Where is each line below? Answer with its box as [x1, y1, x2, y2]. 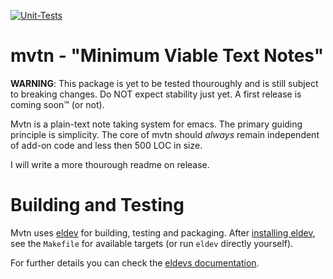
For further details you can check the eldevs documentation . [10, 256, 260, 269]
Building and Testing [10, 194, 185, 217]
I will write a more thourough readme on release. [10, 158, 210, 170]
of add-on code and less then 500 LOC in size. [10, 139, 203, 151]
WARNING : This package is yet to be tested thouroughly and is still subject [10, 77, 319, 89]
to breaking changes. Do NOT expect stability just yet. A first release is [10, 88, 302, 100]
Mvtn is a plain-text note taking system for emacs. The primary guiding [10, 118, 303, 130]
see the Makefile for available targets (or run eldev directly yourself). [10, 237, 294, 249]
